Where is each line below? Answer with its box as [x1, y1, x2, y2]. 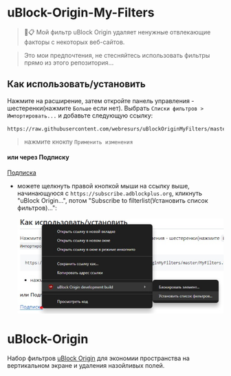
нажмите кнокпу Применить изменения [23, 137, 133, 146]
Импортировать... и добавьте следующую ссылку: [7, 111, 153, 120]
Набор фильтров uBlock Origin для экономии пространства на [7, 354, 190, 362]
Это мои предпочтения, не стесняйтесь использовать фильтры [23, 51, 210, 59]
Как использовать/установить [7, 78, 146, 90]
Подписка [7, 168, 36, 177]
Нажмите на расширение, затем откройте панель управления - [7, 96, 195, 104]
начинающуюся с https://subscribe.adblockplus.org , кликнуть [16, 189, 203, 197]
